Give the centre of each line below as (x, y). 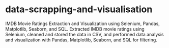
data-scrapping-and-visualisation (79, 9)
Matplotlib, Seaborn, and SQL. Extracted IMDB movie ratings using (75, 29)
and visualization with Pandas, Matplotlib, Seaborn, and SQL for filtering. (81, 40)
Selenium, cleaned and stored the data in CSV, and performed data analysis (84, 34)
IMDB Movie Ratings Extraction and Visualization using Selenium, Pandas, (83, 23)
